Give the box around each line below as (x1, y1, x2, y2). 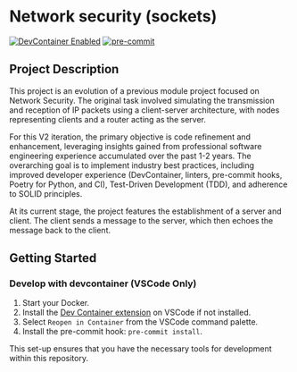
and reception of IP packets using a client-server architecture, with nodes (9, 105, 280, 115)
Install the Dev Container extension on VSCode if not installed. (21, 307, 252, 318)
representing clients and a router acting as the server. (9, 114, 207, 124)
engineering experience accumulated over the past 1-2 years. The (9, 150, 252, 161)
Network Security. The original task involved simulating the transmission (9, 95, 275, 106)
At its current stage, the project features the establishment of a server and (9, 206, 283, 216)
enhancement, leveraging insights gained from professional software (9, 140, 262, 151)
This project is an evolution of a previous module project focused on (9, 85, 260, 96)
